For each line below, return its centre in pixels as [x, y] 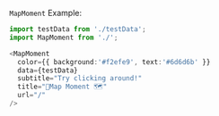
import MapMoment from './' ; [64, 37]
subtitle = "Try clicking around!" [80, 79]
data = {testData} [48, 70]
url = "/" [32, 95]
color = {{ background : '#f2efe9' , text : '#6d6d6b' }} [114, 62]
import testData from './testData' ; [78, 29]
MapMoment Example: [46, 13]
